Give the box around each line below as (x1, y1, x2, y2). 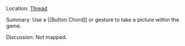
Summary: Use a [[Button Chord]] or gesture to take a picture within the (6, 16, 180, 23)
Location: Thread (6, 5, 48, 12)
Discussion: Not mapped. (6, 34, 68, 40)
